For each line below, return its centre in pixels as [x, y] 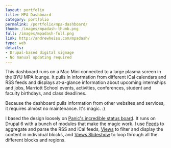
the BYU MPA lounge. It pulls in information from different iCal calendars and [86, 77]
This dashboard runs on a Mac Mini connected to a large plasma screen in [83, 72]
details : [15, 48]
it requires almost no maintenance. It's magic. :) [55, 109]
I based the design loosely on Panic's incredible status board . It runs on [80, 119]
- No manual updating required [39, 57]
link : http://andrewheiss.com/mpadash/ [48, 39]
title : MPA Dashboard [28, 15]
